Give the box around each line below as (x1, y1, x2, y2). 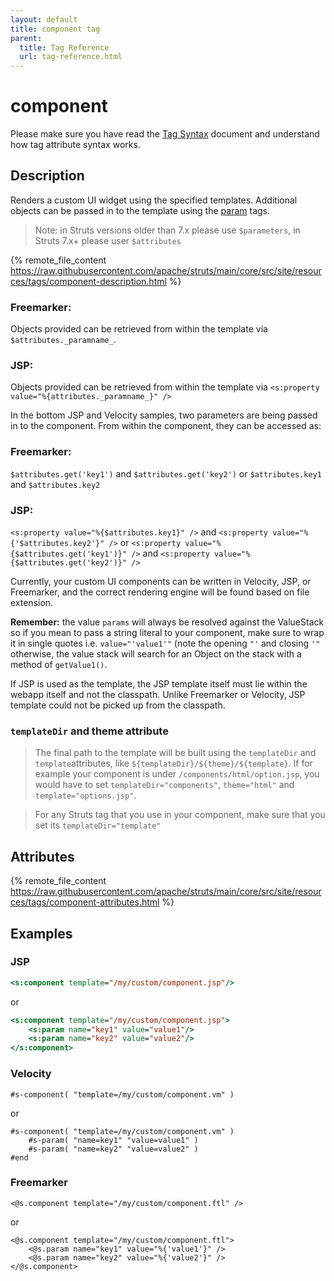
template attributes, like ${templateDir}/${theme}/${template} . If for (34, 757, 313, 770)
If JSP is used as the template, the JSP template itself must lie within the (10, 678, 308, 690)
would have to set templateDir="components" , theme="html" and (34, 779, 295, 791)
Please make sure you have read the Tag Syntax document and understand (10, 128, 320, 140)
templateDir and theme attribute (10, 724, 169, 738)
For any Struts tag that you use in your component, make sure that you (34, 809, 326, 821)
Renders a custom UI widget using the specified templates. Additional (10, 194, 298, 206)
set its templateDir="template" (34, 819, 162, 831)
